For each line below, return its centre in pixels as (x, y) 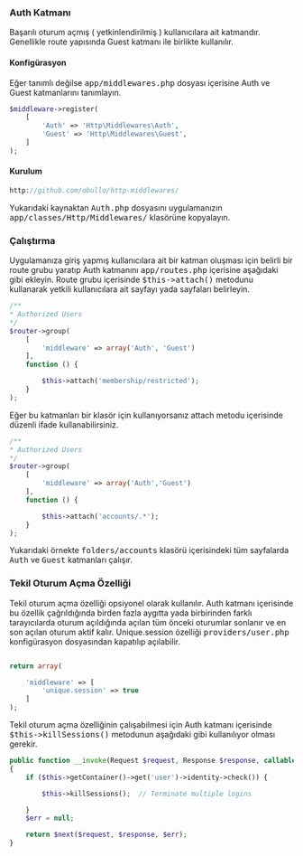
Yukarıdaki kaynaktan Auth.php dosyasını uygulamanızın (116, 207)
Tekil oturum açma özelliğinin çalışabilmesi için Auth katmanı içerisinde (141, 725)
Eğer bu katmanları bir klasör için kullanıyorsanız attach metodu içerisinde (147, 415)
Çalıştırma (32, 240)
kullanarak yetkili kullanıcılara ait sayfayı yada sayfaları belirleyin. (130, 289)
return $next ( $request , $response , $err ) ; (106, 835)
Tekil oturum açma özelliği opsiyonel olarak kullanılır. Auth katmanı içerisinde (151, 603)
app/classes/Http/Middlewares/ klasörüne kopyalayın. (120, 217)
